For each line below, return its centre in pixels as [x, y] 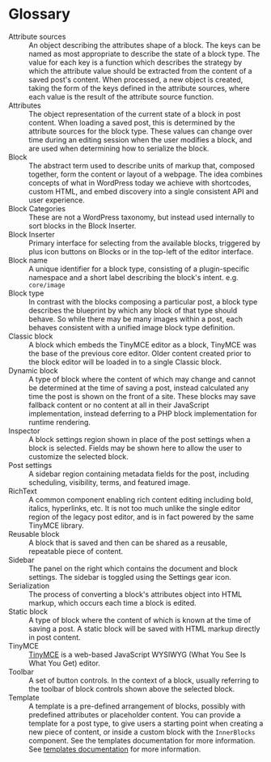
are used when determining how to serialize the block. [119, 148]
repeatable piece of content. [76, 551]
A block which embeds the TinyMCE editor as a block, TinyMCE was [143, 344]
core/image [47, 285]
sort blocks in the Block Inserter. [83, 226]
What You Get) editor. [65, 663]
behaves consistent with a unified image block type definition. [132, 327]
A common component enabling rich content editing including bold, [141, 500]
